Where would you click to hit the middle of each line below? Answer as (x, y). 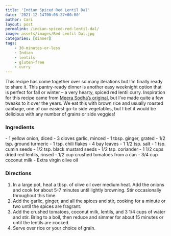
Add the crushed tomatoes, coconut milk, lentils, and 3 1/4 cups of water (89, 211)
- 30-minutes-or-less (37, 48)
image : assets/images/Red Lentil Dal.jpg (50, 34)
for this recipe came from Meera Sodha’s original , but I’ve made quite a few (84, 98)
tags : (11, 43)
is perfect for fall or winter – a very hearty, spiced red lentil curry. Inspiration (86, 92)
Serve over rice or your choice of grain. (54, 228)
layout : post (19, 24)
